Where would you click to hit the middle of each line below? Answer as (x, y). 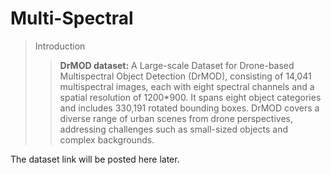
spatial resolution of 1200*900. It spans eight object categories (190, 97)
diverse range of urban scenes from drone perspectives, (176, 118)
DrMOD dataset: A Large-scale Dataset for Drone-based (177, 65)
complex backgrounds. (107, 139)
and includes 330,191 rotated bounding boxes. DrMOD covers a (189, 108)
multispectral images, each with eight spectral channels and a (187, 86)
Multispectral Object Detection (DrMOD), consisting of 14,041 (185, 76)
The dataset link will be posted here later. (95, 159)
